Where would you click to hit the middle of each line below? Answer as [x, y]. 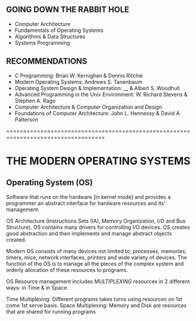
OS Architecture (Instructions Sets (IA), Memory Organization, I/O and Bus [96, 221]
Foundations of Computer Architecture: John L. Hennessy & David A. [98, 113]
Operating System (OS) [49, 183]
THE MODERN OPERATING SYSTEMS [98, 161]
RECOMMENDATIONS [47, 61]
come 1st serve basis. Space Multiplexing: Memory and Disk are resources [97, 305]
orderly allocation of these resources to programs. [67, 270]
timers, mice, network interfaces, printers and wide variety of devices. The [97, 257]
